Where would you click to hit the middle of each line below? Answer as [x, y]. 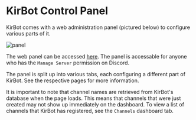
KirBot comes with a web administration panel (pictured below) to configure [98, 27]
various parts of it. [28, 33]
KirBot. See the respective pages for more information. [73, 80]
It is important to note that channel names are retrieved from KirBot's [90, 92]
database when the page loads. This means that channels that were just [94, 98]
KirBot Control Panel [57, 11]
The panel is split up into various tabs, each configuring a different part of [96, 74]
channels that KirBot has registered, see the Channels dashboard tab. [90, 111]
